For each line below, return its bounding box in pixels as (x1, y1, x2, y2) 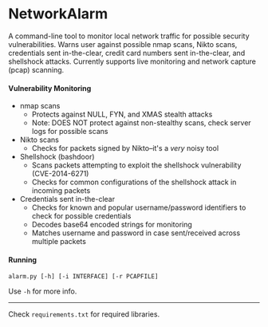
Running (8, 254, 37, 264)
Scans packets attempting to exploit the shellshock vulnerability (31, 160, 242, 170)
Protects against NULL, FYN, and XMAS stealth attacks (31, 109, 213, 120)
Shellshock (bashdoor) (19, 152, 95, 162)
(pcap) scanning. (8, 65, 65, 74)
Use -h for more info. (8, 286, 77, 296)
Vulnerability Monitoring (8, 83, 92, 93)
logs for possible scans (31, 127, 108, 136)
